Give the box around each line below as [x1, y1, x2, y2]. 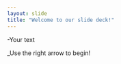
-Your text [7, 35, 36, 43]
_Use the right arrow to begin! [7, 49, 91, 57]
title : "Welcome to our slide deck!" [7, 17, 115, 23]
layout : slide [7, 10, 48, 17]
